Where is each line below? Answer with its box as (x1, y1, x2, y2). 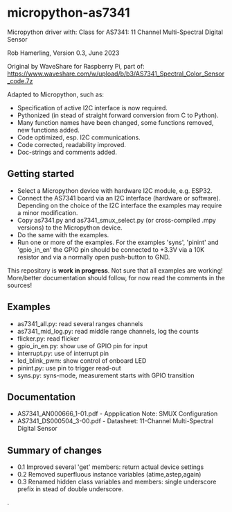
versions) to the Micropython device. (17, 223, 123, 232)
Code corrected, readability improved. (17, 140, 127, 148)
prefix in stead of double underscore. (17, 485, 124, 493)
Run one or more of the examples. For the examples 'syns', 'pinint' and (17, 238, 220, 246)
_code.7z (7, 76, 33, 85)
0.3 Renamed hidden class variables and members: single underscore (17, 477, 217, 486)
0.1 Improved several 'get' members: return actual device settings (17, 463, 204, 471)
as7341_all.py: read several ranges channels (17, 319, 143, 327)
